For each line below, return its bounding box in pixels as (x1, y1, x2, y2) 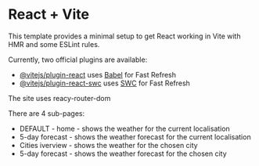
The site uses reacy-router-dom (8, 93, 111, 103)
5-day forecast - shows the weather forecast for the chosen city (19, 149, 227, 158)
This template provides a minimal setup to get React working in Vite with (8, 31, 241, 41)
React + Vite (8, 5, 90, 23)
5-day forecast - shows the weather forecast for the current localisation (19, 132, 252, 142)
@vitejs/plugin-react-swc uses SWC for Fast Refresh (19, 78, 190, 88)
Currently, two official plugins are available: (8, 55, 148, 64)
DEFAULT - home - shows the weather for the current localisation (19, 124, 231, 133)
